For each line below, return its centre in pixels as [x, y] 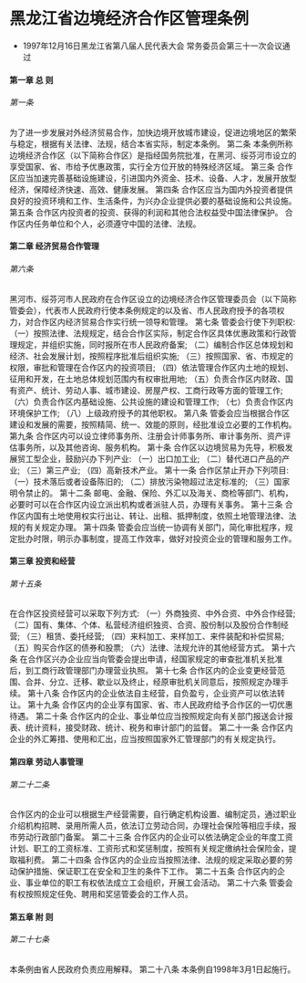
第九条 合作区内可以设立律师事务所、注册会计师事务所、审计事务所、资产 [146, 435]
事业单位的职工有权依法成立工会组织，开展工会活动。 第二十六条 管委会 [159, 883]
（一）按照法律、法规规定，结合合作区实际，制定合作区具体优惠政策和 [141, 333]
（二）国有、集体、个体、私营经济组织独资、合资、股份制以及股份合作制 [145, 625]
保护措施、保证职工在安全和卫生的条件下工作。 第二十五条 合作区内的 [147, 872]
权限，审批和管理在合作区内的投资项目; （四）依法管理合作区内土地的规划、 [152, 367]
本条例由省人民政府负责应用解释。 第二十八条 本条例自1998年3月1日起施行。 [153, 969]
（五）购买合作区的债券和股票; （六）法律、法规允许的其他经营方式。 [140, 648]
